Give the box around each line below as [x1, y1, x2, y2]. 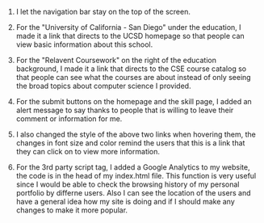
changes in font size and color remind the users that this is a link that [15, 138, 245, 148]
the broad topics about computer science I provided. [15, 81, 191, 90]
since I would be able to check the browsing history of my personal [15, 179, 240, 189]
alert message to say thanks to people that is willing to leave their [15, 105, 234, 115]
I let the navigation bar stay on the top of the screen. [15, 7, 191, 16]
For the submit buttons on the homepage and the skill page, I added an [15, 97, 252, 106]
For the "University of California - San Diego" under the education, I [15, 23, 241, 32]
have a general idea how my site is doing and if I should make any [15, 197, 236, 206]
